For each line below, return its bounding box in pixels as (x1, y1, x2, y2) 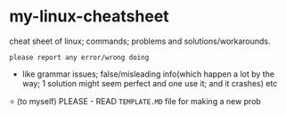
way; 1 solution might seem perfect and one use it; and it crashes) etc (21, 78, 278, 88)
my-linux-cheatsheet (9, 6, 169, 27)
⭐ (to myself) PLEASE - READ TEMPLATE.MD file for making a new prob (9, 95, 261, 106)
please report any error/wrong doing (9, 53, 150, 62)
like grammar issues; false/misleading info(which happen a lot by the (21, 69, 274, 79)
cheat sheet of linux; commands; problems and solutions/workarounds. (9, 36, 271, 46)
